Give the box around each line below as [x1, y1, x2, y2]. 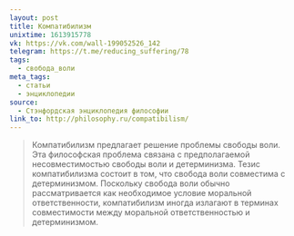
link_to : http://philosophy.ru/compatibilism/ [9, 114, 189, 123]
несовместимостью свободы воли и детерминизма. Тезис [31, 159, 261, 170]
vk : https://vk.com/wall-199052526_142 [9, 38, 161, 48]
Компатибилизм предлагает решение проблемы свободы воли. [31, 140, 280, 151]
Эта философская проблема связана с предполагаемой [31, 149, 250, 160]
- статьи [17, 81, 51, 90]
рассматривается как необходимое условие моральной [31, 188, 252, 199]
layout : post [9, 13, 59, 23]
